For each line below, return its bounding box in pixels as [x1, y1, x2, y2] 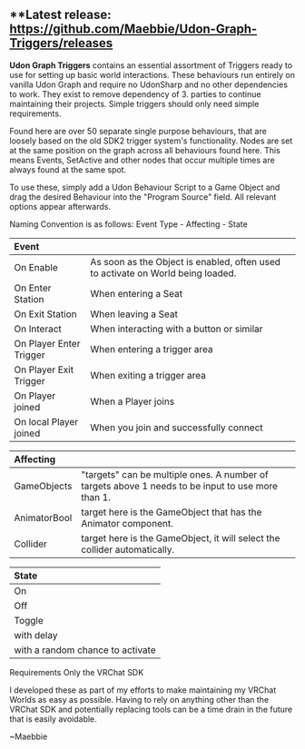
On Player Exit [14, 363, 74, 376]
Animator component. [81, 517, 174, 529]
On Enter [14, 281, 52, 294]
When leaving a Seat [90, 308, 179, 320]
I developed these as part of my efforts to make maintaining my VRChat [9, 685, 277, 695]
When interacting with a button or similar [90, 322, 263, 335]
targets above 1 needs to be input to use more [81, 479, 279, 492]
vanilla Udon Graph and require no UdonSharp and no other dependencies [9, 79, 289, 90]
